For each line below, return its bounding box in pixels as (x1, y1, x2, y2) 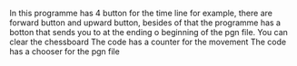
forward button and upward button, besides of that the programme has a (9, 17, 282, 28)
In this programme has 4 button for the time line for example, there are (9, 8, 272, 18)
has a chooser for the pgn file (9, 46, 120, 57)
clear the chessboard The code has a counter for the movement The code (9, 36, 287, 47)
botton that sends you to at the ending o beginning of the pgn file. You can (9, 27, 289, 37)
